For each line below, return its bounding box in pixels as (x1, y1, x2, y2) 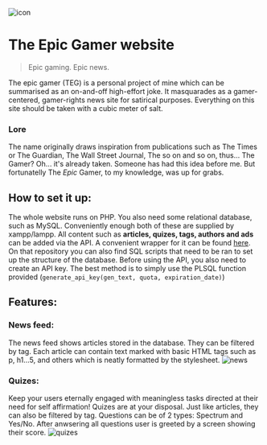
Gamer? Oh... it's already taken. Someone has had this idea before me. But (8, 159, 256, 169)
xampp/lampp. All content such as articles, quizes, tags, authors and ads (8, 229, 254, 239)
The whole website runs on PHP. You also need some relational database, (8, 212, 253, 222)
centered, (8, 95, 40, 105)
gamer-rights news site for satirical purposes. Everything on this (41, 95, 255, 105)
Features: (8, 295, 58, 309)
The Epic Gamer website (8, 36, 175, 54)
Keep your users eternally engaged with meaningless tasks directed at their (8, 393, 259, 403)
